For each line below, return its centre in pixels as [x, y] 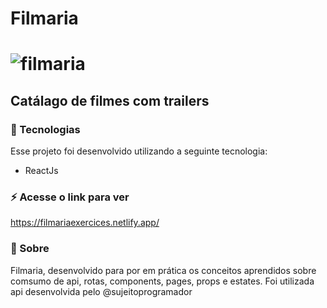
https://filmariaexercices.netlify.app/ [85, 223]
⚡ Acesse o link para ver [70, 197]
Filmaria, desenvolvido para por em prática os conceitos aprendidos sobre [163, 270]
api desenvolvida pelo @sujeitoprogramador [101, 291]
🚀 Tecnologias [45, 129]
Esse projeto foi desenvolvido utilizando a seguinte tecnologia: [139, 151]
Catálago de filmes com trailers [110, 100]
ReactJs [41, 171]
